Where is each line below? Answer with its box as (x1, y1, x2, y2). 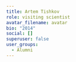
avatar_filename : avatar (6, 19, 68, 25)
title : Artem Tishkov (6, 8, 60, 15)
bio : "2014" (6, 25, 36, 31)
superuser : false (6, 36, 49, 42)
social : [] (6, 31, 33, 37)
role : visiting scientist (6, 14, 70, 20)
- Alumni (11, 47, 33, 53)
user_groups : (6, 42, 39, 48)
